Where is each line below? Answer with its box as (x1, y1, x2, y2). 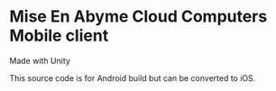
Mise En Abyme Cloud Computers (9, 6, 268, 27)
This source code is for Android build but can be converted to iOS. (9, 72, 256, 83)
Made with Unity (9, 55, 70, 66)
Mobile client (9, 25, 109, 46)
